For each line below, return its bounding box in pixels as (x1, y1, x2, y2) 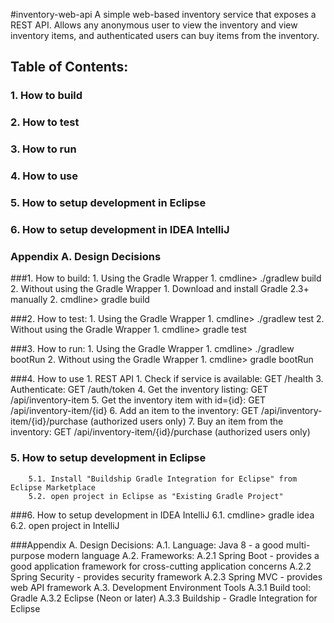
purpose (10, 549, 45, 561)
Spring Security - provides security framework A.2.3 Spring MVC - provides (10, 570, 323, 583)
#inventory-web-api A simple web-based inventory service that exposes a (10, 9, 317, 20)
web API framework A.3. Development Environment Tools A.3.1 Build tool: (10, 581, 311, 593)
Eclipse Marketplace (10, 482, 97, 493)
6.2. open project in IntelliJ (10, 519, 120, 531)
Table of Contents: (10, 59, 129, 76)
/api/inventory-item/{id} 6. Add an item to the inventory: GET (10, 405, 260, 417)
